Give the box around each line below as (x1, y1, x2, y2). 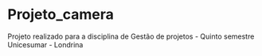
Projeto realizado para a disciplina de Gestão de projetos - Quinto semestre (7, 32, 255, 41)
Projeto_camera (7, 6, 115, 24)
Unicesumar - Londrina (7, 39, 84, 49)
